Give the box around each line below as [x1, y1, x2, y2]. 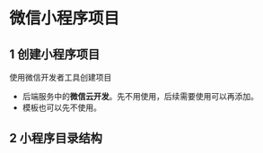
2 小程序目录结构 [9, 131, 103, 146]
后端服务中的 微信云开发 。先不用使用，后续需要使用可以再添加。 [22, 91, 259, 101]
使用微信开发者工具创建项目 [9, 72, 112, 82]
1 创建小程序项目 [9, 47, 101, 62]
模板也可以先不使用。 [22, 102, 101, 113]
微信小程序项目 [9, 8, 120, 29]
